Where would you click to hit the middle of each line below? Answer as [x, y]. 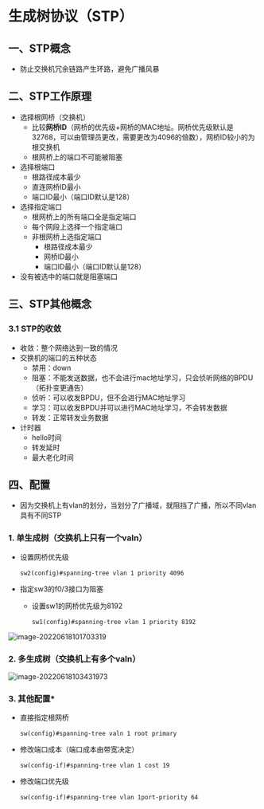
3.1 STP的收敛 [35, 329]
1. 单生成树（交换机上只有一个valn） [78, 538]
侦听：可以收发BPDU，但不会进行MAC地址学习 [109, 397]
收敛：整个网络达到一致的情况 [68, 348]
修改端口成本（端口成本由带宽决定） [79, 749]
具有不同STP [41, 516]
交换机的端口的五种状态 [58, 357]
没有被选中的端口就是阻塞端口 [68, 277]
